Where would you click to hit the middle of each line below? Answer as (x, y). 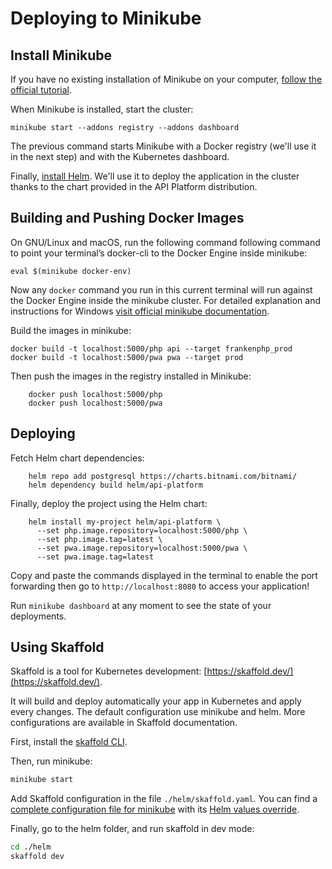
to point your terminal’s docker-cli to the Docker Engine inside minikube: (159, 253)
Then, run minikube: (51, 761)
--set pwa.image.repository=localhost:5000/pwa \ (142, 548)
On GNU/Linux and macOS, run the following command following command (165, 242)
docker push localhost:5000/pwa (95, 403)
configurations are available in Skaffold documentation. (124, 723)
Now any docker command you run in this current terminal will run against (161, 289)
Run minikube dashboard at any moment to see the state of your (141, 605)
